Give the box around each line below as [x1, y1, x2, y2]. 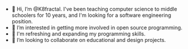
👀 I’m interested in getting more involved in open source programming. [11, 24, 183, 31]
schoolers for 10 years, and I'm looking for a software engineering [11, 12, 172, 19]
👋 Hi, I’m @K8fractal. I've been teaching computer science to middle [11, 6, 177, 12]
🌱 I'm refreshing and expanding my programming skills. [11, 30, 146, 37]
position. [11, 18, 33, 24]
